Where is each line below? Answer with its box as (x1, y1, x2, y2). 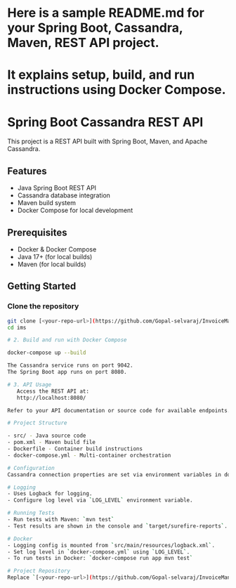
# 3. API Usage (7, 381, 52, 388)
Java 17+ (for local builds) (17, 252, 93, 261)
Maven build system (17, 199, 76, 207)
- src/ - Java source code (7, 432, 86, 440)
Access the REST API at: (16, 388, 90, 395)
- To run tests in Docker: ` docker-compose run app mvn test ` (7, 555, 193, 562)
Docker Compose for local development (17, 206, 133, 215)
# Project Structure (7, 419, 68, 426)
